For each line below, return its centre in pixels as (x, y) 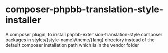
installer (23, 20)
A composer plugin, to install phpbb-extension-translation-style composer (84, 34)
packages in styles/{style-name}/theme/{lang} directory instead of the (80, 40)
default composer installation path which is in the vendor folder (72, 45)
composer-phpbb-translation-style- (84, 9)
